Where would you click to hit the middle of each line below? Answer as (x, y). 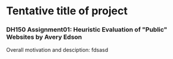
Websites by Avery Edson (44, 37)
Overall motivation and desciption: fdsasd (57, 50)
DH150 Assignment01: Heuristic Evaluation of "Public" (87, 30)
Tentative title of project (67, 11)
